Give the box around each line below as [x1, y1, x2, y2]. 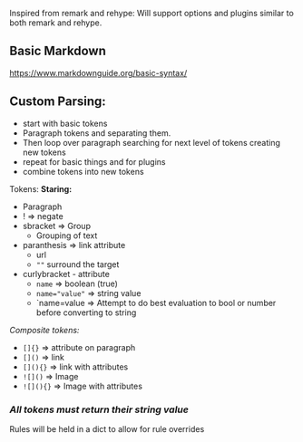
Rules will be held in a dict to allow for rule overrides [9, 423, 205, 434]
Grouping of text [35, 230, 98, 241]
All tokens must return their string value [9, 403, 189, 416]
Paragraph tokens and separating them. [22, 127, 171, 139]
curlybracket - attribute [22, 268, 111, 279]
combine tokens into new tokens [22, 166, 144, 177]
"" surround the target [35, 258, 120, 270]
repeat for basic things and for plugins [22, 156, 166, 167]
